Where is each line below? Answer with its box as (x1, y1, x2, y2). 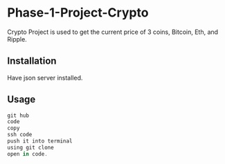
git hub (7, 112, 30, 119)
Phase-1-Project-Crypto (7, 5, 149, 21)
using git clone (7, 144, 54, 151)
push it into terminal (7, 138, 73, 145)
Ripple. (7, 35, 28, 43)
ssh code (7, 131, 33, 138)
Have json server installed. (7, 73, 83, 82)
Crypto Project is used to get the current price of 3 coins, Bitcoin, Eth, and (7, 28, 219, 36)
